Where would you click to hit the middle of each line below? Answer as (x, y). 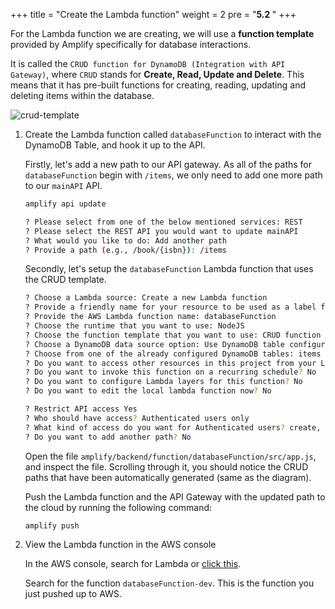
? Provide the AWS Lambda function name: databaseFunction (150, 317)
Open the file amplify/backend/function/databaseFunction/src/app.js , (170, 456)
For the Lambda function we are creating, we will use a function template (162, 33)
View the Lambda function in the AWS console (120, 545)
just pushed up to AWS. (73, 594)
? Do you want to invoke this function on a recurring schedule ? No (170, 372)
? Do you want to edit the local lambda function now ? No (148, 391)
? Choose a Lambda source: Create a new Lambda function (146, 298)
